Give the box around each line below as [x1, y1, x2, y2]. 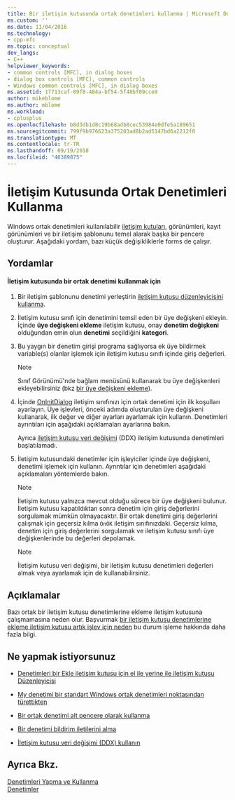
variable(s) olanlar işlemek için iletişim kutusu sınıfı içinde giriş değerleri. [17, 349, 226, 358]
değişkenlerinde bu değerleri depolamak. [17, 534, 136, 542]
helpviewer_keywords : [7, 62, 71, 69]
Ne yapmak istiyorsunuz [7, 651, 116, 662]
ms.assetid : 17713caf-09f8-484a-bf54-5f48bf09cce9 [7, 88, 158, 95]
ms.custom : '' [7, 17, 49, 24]
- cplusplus [7, 114, 42, 121]
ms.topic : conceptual [7, 43, 71, 50]
